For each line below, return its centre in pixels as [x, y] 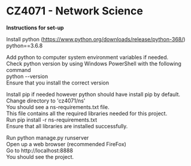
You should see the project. [40, 156]
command [19, 70]
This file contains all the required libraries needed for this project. [87, 113]
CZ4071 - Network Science [75, 11]
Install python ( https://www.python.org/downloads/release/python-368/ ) [96, 39]
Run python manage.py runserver [48, 138]
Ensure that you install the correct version [58, 83]
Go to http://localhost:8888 [40, 150]
